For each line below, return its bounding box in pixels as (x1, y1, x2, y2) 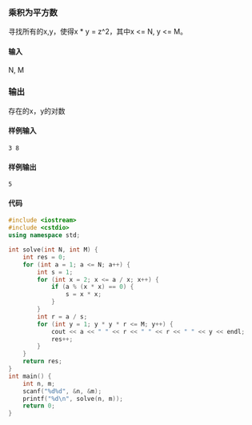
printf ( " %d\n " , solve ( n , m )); (22, 395, 124, 403)
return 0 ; (22, 402, 56, 410)
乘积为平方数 (8, 6, 58, 18)
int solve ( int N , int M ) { (8, 246, 98, 254)
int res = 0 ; (22, 253, 66, 261)
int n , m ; (22, 379, 56, 387)
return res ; (22, 358, 62, 366)
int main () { (8, 372, 52, 380)
